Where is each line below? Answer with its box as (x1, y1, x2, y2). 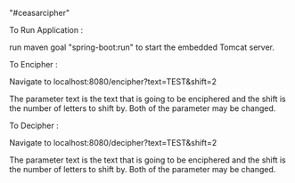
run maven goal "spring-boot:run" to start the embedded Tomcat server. (9, 42, 275, 52)
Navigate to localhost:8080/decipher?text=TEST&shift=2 (9, 138, 217, 147)
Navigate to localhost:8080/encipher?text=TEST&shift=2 (9, 76, 217, 87)
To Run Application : (9, 25, 83, 35)
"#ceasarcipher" (9, 8, 70, 18)
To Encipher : (9, 60, 58, 69)
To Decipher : (9, 120, 60, 131)
